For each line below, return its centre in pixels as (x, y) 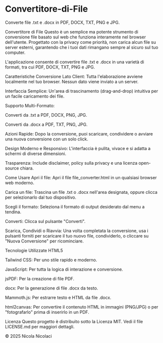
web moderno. (20, 183)
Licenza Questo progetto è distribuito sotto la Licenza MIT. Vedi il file (74, 321)
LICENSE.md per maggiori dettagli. (40, 326)
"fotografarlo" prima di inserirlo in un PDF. (47, 312)
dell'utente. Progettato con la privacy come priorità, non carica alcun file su (81, 42)
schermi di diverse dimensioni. (36, 154)
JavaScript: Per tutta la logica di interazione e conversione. (64, 269)
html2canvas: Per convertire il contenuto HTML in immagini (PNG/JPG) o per (82, 307)
